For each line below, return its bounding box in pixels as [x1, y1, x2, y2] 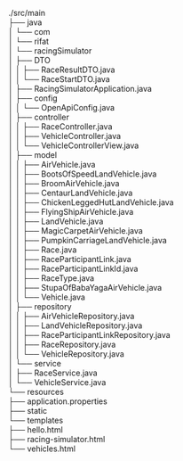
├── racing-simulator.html [8, 434, 106, 444]
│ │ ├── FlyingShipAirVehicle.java [8, 207, 134, 217]
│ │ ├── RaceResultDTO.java [8, 64, 115, 75]
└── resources [8, 387, 64, 397]
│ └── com [8, 27, 51, 37]
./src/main [8, 8, 46, 18]
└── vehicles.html [8, 443, 76, 454]
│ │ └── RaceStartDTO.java [8, 74, 110, 84]
